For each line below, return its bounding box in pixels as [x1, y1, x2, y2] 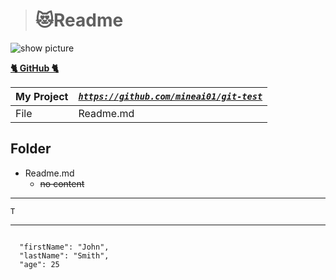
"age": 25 [19, 259, 60, 269]
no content [39, 177, 85, 189]
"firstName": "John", [19, 242, 110, 252]
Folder [10, 140, 52, 158]
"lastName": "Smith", [19, 250, 110, 261]
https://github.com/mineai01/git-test [78, 90, 263, 102]
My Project [15, 89, 69, 103]
